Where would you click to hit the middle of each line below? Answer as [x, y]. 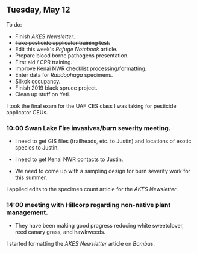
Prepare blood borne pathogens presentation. [72, 55]
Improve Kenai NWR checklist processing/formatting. [81, 68]
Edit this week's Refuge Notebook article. [66, 49]
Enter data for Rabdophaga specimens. [64, 74]
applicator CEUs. [27, 112]
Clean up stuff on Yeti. [42, 94]
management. [27, 212]
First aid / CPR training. [44, 62]
